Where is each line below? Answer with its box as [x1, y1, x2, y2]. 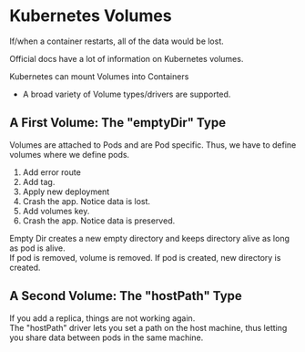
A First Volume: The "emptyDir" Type [9, 115, 226, 130]
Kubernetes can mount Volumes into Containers [9, 70, 189, 82]
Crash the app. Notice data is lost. [22, 195, 151, 206]
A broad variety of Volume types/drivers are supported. [22, 88, 231, 99]
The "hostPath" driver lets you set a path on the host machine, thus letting [9, 322, 288, 333]
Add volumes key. [22, 205, 90, 216]
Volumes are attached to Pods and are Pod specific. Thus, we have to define [9, 139, 297, 150]
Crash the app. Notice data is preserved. [22, 215, 176, 226]
